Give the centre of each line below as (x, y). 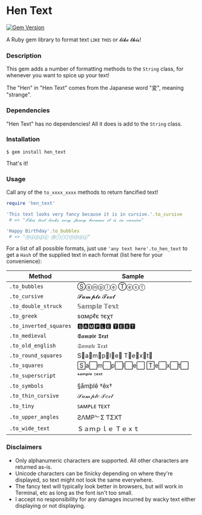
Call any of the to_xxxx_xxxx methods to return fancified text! (82, 193)
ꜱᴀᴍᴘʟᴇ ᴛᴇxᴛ (94, 406)
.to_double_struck (36, 306)
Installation (23, 139)
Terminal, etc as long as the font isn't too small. (74, 493)
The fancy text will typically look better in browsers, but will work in (99, 486)
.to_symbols (27, 386)
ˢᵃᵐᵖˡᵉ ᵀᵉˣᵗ (90, 375)
